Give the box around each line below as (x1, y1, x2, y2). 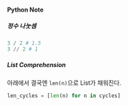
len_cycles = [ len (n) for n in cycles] (7, 92, 121, 99)
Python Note (7, 5, 44, 14)
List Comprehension (7, 60, 66, 68)
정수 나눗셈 (7, 22, 36, 30)
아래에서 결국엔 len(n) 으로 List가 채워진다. (7, 79, 122, 87)
